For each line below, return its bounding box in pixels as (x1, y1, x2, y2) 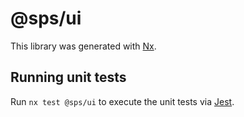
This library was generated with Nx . (10, 40, 157, 52)
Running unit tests (10, 69, 127, 86)
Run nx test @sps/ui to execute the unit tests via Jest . (10, 95, 235, 107)
